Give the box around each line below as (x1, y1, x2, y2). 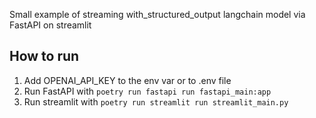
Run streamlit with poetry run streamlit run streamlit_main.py (23, 95, 289, 108)
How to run (9, 48, 80, 65)
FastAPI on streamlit (9, 19, 92, 31)
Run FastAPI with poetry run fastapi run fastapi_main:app (23, 85, 272, 97)
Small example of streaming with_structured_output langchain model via (9, 9, 306, 20)
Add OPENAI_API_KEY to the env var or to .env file (23, 74, 232, 86)
